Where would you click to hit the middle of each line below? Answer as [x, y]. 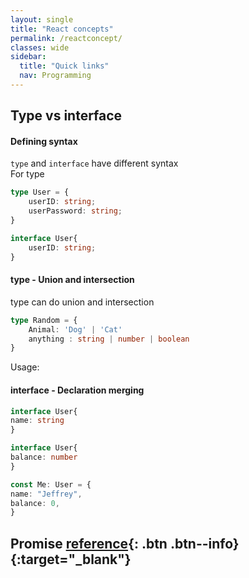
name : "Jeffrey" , [46, 494]
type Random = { [44, 320]
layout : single [42, 19]
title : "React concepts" [62, 29]
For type [27, 174]
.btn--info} [204, 543]
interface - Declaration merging [77, 390]
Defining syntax [44, 141]
